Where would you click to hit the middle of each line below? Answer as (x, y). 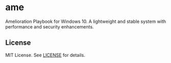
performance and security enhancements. (50, 26)
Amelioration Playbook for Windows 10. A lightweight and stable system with (86, 21)
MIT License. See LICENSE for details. (45, 55)
